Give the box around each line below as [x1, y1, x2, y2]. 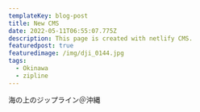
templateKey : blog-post [8, 11, 89, 20]
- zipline [15, 72, 48, 80]
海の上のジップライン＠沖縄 [8, 94, 101, 105]
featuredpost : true [8, 42, 74, 50]
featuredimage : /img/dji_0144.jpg [8, 49, 125, 57]
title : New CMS [8, 19, 60, 27]
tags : [8, 57, 27, 65]
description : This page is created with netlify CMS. [8, 34, 194, 43]
